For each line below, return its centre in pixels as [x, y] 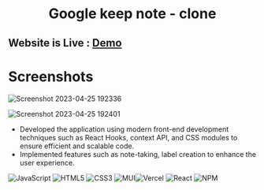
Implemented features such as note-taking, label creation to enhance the [138, 154]
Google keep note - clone [132, 14]
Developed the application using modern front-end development [124, 129]
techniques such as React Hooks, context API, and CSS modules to [128, 137]
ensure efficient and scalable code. [77, 146]
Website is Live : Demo [65, 43]
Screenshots [51, 76]
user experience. [47, 162]
